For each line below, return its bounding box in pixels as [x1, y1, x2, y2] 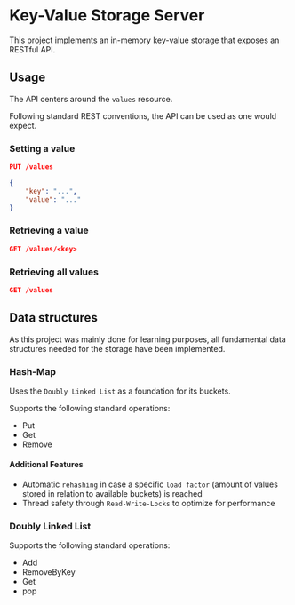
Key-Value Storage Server [9, 5, 205, 26]
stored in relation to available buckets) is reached [21, 489, 203, 499]
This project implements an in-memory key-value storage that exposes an [9, 35, 280, 45]
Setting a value [9, 142, 76, 155]
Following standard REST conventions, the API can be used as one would [9, 110, 277, 121]
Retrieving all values [9, 266, 100, 278]
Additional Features [9, 459, 84, 470]
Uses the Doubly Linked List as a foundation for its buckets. [9, 386, 231, 396]
